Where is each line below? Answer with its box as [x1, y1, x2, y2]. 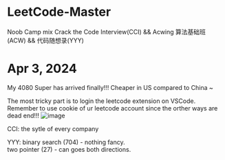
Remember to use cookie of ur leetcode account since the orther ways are [7, 104, 218, 112]
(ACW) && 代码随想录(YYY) [7, 36, 85, 45]
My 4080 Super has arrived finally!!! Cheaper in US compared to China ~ [7, 83, 213, 91]
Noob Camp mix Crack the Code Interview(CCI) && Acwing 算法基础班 [7, 27, 206, 36]
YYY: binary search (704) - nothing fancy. [7, 138, 125, 146]
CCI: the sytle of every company [7, 124, 99, 133]
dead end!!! [7, 111, 40, 119]
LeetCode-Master [7, 4, 111, 20]
